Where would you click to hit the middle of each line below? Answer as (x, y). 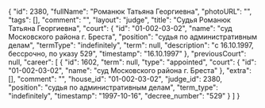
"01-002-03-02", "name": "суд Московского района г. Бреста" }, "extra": (130, 70)
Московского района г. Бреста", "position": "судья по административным (133, 37)
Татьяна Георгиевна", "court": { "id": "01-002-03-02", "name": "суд (120, 28)
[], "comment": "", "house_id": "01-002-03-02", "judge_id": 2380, (115, 79)
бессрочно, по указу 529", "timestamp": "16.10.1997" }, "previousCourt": (127, 54)
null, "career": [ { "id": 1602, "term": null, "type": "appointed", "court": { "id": (132, 62)
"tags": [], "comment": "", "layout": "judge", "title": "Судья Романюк (120, 20)
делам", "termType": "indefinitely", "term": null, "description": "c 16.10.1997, (131, 45)
